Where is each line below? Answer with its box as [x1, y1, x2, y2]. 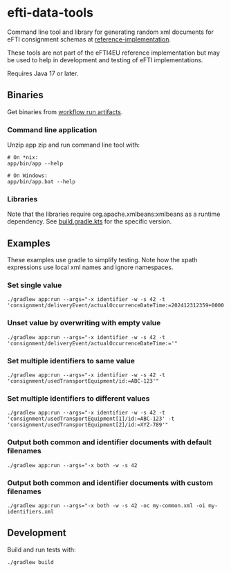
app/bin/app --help [7, 161, 64, 167]
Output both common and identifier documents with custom [7, 477, 213, 487]
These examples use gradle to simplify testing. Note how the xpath [7, 256, 198, 264]
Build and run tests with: [7, 545, 76, 554]
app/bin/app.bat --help [7, 179, 76, 185]
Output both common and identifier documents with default [7, 437, 212, 447]
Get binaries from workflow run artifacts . [7, 107, 123, 116]
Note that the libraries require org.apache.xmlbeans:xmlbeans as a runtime [7, 210, 221, 219]
